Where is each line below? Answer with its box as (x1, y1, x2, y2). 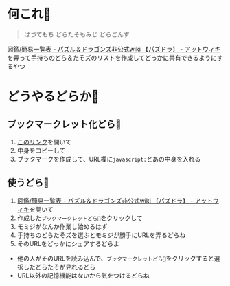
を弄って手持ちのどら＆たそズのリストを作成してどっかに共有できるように (7, 53, 218, 62)
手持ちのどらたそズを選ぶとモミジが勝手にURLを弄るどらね (16, 231, 186, 239)
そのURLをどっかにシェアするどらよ (16, 239, 120, 247)
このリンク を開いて (16, 137, 72, 146)
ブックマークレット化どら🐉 (7, 118, 122, 130)
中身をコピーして (16, 146, 66, 155)
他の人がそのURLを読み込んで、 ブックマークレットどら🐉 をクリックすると (16, 254, 214, 262)
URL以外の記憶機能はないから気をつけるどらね (16, 271, 150, 279)
